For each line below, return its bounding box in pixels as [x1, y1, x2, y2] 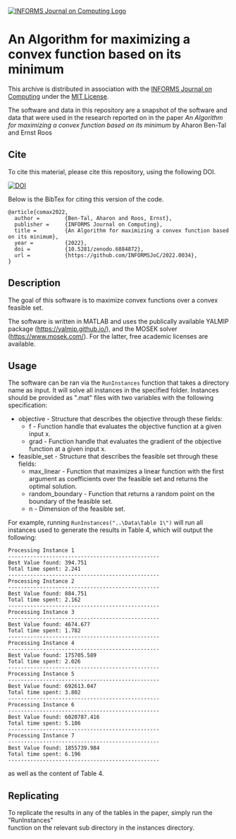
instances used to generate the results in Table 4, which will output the [8, 526, 213, 534]
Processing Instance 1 [8, 547, 75, 554]
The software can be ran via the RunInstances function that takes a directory [8, 378, 230, 387]
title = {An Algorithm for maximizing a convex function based [14, 227, 230, 234]
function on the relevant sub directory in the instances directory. [8, 823, 194, 832]
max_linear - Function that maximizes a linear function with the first [28, 467, 224, 476]
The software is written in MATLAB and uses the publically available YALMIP [8, 317, 229, 325]
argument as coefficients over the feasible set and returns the [28, 475, 209, 483]
